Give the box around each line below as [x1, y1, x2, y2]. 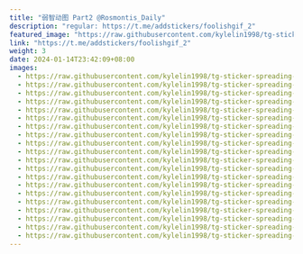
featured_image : [9, 30, 70, 39]
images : [9, 64, 39, 73]
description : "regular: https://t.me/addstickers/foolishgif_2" [9, 22, 256, 31]
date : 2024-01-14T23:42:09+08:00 [9, 55, 135, 64]
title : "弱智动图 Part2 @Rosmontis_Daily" [9, 13, 166, 23]
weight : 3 [9, 47, 47, 56]
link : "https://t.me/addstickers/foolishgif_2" [9, 38, 192, 48]
